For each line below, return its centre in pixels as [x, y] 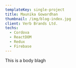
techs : [12, 28]
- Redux [17, 42]
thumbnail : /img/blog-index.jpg [38, 19]
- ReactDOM [21, 37]
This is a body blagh [25, 60]
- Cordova [19, 33]
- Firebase [21, 46]
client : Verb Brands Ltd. [31, 23]
